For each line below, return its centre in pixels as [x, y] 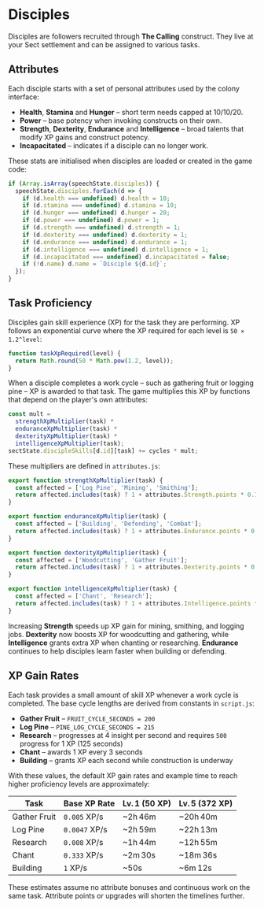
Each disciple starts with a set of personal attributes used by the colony [124, 88]
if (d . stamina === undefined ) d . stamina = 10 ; [100, 206]
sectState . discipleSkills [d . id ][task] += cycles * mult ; [103, 450]
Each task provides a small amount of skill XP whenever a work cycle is [123, 695]
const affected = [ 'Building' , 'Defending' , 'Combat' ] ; [108, 524]
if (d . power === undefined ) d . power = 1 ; [91, 221]
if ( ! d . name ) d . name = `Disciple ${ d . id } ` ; [95, 264]
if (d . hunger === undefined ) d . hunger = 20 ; [96, 213]
